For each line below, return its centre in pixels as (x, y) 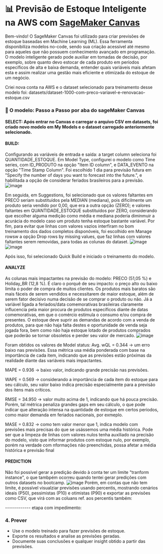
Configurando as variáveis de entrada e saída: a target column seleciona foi (81, 154)
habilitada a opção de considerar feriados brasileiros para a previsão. (74, 180)
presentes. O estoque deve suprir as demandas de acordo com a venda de (80, 320)
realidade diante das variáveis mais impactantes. (54, 360)
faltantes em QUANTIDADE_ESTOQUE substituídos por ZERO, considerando (81, 211)
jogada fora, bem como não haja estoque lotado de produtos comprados (78, 330)
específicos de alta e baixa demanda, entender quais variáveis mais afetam (81, 67)
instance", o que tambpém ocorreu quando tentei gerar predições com (76, 478)
